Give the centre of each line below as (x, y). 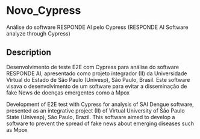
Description (29, 53)
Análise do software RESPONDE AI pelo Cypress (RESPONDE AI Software (97, 27)
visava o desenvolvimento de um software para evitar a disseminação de (97, 86)
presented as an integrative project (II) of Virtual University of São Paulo (95, 110)
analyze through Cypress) (39, 33)
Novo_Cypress (44, 11)
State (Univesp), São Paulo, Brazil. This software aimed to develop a (91, 117)
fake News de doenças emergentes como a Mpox (68, 92)
